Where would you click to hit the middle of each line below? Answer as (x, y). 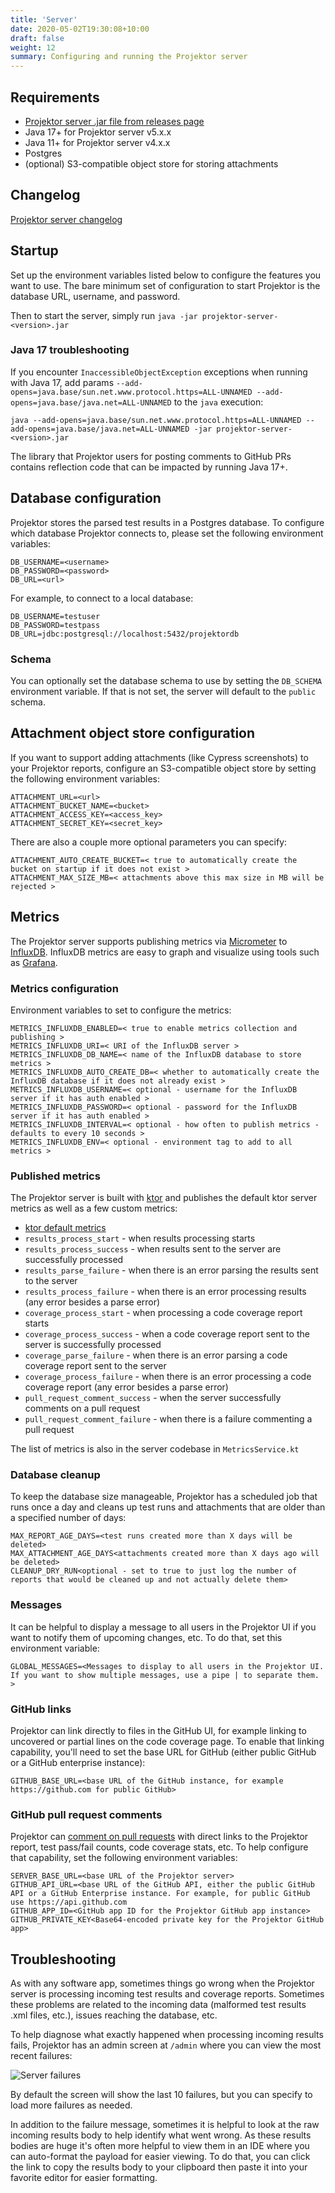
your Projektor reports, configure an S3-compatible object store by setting (163, 768)
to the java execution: (218, 402)
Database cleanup (55, 1475)
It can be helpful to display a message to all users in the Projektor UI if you (163, 1627)
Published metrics (55, 1176)
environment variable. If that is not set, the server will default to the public (163, 691)
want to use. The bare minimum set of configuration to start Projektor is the (165, 285)
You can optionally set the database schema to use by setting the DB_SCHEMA (166, 680)
